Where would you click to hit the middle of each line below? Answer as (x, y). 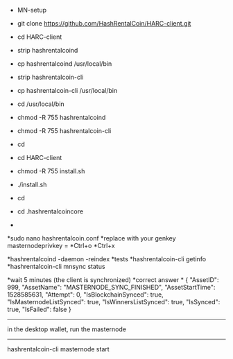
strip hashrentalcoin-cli (50, 77)
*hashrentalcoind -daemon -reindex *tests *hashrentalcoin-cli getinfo (107, 259)
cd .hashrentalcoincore (50, 211)
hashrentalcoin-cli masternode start (58, 349)
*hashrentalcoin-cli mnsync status (56, 266)
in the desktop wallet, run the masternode (67, 329)
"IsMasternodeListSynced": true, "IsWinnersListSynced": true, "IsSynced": (114, 302)
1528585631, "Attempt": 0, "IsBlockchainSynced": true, (86, 295)
